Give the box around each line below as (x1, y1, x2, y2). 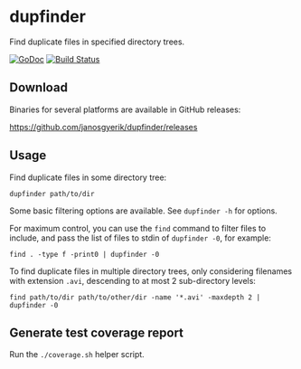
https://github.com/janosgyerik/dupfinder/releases (9, 121, 198, 132)
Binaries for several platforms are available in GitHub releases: (9, 104, 241, 115)
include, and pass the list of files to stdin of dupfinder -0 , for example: (9, 232, 271, 243)
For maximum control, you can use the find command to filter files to (9, 222, 267, 233)
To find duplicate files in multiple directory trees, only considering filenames (9, 265, 292, 277)
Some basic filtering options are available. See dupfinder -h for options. (9, 205, 277, 216)
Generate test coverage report (9, 325, 183, 340)
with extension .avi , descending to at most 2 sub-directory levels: (9, 275, 256, 286)
